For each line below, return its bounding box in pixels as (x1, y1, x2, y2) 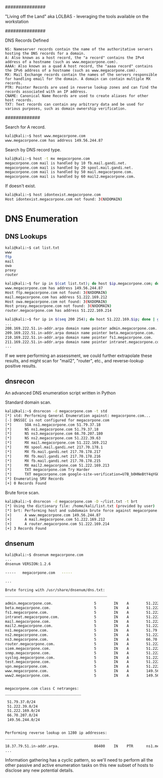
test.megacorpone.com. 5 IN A (5, 660, 130, 665)
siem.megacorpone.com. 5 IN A (5, 646, 130, 651)
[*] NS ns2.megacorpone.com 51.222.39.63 (5, 436, 101, 441)
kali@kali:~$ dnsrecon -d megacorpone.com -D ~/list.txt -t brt (5, 499, 138, 504)
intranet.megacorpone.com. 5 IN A (5, 615, 130, 619)
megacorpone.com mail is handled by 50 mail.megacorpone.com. (5, 170, 133, 175)
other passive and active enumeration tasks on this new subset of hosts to (5, 762, 154, 768)
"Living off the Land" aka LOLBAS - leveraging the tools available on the (5, 14, 149, 19)
